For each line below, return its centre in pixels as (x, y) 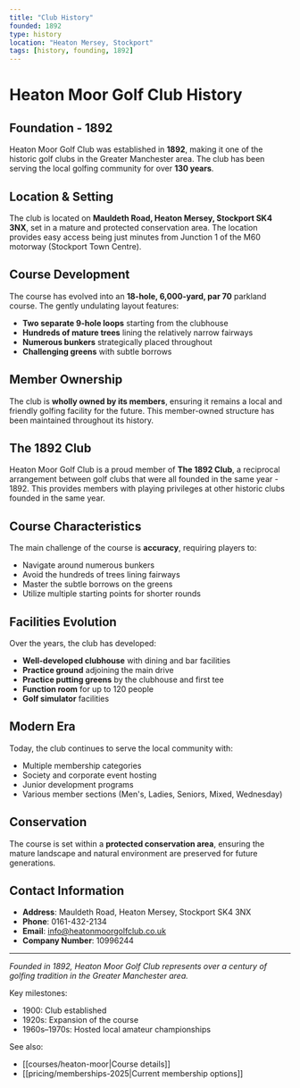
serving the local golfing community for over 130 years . (112, 169)
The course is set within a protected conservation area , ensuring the (137, 843)
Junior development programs (78, 784)
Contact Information (67, 891)
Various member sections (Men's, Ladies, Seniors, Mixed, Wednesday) (152, 794)
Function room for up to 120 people (88, 689)
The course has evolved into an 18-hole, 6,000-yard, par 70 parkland (138, 296)
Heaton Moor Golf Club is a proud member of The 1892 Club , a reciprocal (145, 469)
